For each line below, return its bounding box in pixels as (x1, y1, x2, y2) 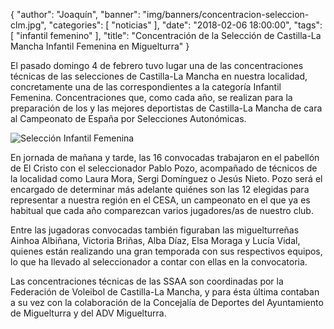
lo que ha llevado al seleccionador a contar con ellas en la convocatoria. (10, 256, 308, 268)
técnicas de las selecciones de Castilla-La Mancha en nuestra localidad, (10, 70, 308, 82)
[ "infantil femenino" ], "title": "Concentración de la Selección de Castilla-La (10, 30, 322, 41)
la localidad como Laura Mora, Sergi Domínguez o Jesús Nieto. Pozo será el (10, 173, 323, 184)
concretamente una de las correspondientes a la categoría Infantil (10, 81, 282, 93)
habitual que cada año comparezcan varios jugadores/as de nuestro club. (10, 205, 314, 216)
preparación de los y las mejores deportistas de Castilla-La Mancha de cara (10, 102, 323, 114)
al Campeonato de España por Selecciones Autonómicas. (10, 113, 247, 124)
